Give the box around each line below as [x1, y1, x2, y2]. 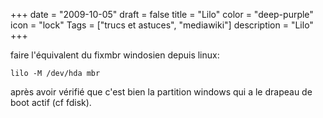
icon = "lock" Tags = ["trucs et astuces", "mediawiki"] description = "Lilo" [10, 19, 314, 31]
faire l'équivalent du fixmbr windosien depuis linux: [10, 49, 220, 61]
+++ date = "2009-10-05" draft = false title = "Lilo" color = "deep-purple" [10, 9, 314, 20]
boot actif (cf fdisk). [10, 97, 92, 108]
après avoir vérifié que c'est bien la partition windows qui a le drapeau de [10, 86, 313, 98]
